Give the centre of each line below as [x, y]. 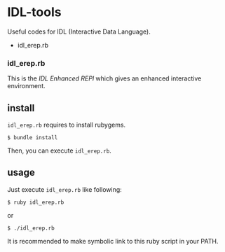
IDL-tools [34, 12]
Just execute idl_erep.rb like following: [65, 189]
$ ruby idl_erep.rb [36, 202]
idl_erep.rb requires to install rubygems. [67, 125]
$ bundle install [33, 138]
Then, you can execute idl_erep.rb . [60, 150]
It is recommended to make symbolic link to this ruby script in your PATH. [113, 241]
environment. [26, 86]
